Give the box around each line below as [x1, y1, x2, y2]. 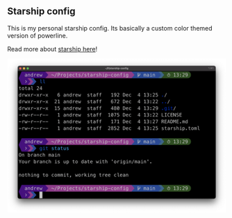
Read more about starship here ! [7, 44, 98, 53]
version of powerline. [7, 31, 68, 40]
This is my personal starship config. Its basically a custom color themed [7, 24, 213, 32]
